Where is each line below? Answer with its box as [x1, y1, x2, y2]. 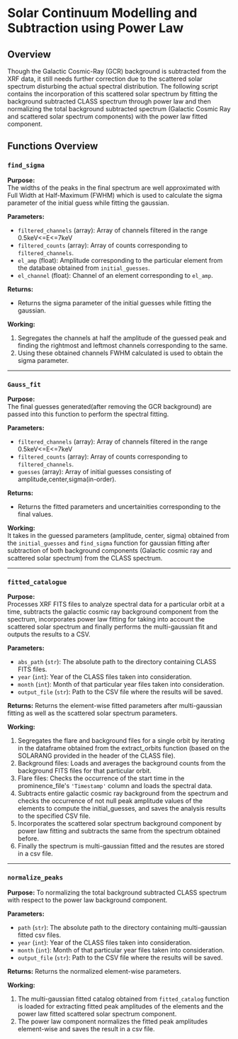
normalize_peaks [7, 874, 64, 882]
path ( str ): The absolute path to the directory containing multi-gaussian [17, 923, 227, 931]
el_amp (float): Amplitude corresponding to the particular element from [17, 256, 223, 264]
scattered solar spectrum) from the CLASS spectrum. [7, 554, 163, 562]
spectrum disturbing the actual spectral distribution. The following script [7, 82, 218, 90]
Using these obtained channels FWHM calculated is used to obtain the [17, 349, 223, 357]
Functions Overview [7, 140, 98, 152]
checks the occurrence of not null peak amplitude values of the [17, 797, 203, 805]
